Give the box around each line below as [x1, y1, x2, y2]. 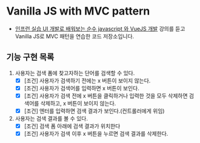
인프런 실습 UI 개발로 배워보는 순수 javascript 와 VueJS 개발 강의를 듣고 [15, 25, 185, 32]
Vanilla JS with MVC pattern [6, 4, 150, 18]
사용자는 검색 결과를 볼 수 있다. [15, 115, 88, 122]
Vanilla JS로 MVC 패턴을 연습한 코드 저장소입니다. [15, 32, 135, 40]
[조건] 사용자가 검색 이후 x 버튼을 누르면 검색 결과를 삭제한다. [24, 130, 168, 138]
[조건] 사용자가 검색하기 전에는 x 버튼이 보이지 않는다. [24, 77, 151, 84]
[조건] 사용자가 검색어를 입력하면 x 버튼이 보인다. [24, 84, 139, 91]
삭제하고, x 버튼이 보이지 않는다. [40, 99, 116, 107]
